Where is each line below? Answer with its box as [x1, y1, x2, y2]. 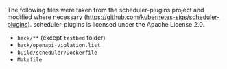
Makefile [16, 57, 43, 64]
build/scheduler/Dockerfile [16, 49, 97, 56]
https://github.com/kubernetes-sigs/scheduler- [86, 13, 220, 21]
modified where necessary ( [7, 13, 87, 21]
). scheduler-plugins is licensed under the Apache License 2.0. [27, 20, 205, 28]
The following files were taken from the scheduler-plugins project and [7, 6, 204, 14]
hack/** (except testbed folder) [16, 33, 106, 42]
